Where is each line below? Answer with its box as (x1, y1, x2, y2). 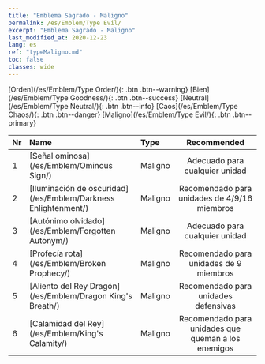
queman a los (190, 332, 241, 343)
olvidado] (69, 215, 106, 226)
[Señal (28, 150, 54, 161)
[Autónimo (28, 215, 69, 226)
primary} (8, 118, 37, 127)
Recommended (186, 137, 244, 148)
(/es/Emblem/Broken (28, 257, 106, 268)
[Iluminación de (28, 182, 87, 193)
